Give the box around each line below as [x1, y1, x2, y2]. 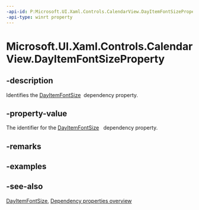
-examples [6, 161, 47, 172]
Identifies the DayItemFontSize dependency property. [6, 91, 138, 98]
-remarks [6, 141, 41, 151]
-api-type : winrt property [6, 14, 73, 20]
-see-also [6, 182, 43, 192]
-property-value [6, 108, 68, 118]
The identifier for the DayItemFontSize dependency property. [6, 124, 158, 131]
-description [6, 76, 53, 86]
